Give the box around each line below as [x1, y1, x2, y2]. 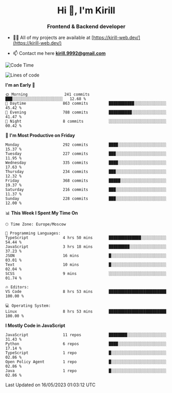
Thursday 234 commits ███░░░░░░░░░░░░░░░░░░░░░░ [5, 169, 167, 174]
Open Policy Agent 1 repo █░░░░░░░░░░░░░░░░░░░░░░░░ [5, 359, 167, 365]
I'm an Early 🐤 [5, 82, 35, 88]
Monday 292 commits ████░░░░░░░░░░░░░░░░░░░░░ [5, 142, 167, 148]
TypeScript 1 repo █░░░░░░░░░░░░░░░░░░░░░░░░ [5, 350, 167, 356]
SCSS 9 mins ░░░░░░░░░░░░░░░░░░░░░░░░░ [5, 271, 167, 277]
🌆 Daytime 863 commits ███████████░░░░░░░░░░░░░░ [5, 101, 167, 106]
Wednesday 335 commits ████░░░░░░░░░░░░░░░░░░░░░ [5, 160, 167, 166]
